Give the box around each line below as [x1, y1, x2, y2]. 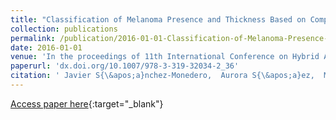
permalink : [10, 33, 56, 43]
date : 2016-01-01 [10, 42, 83, 53]
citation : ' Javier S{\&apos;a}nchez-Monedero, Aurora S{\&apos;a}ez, [10, 71, 315, 81]
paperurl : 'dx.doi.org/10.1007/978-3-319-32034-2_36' [10, 61, 240, 71]
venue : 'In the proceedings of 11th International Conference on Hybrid [10, 52, 320, 62]
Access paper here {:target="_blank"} [10, 97, 164, 110]
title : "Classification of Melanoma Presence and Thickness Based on [10, 14, 307, 25]
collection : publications [10, 24, 118, 34]
